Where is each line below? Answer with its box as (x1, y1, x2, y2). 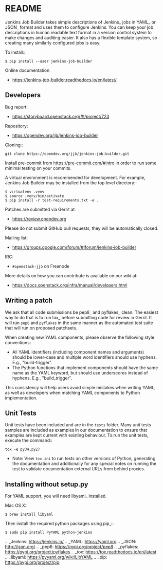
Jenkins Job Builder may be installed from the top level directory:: (5, 179, 137, 186)
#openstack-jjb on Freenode (12, 263, 70, 269)
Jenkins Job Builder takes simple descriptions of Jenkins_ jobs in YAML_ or (5, 19, 156, 25)
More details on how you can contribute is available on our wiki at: (5, 272, 138, 279)
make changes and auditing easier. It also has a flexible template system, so (5, 35, 157, 41)
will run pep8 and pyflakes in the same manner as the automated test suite (5, 320, 153, 326)
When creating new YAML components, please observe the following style (5, 334, 155, 340)
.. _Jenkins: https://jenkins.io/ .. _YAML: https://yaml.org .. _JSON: (5, 539, 136, 545)
